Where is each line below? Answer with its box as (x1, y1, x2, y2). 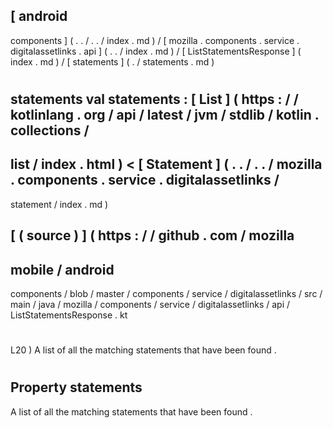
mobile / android (10, 261, 115, 278)
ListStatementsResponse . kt (10, 309, 128, 321)
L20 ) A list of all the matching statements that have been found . (10, 344, 277, 356)
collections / (10, 122, 90, 139)
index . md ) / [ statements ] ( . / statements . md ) (10, 55, 215, 68)
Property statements (10, 379, 143, 396)
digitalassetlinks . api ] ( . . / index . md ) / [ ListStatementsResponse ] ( (10, 45, 302, 57)
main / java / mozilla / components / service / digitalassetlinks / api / (10, 299, 291, 311)
